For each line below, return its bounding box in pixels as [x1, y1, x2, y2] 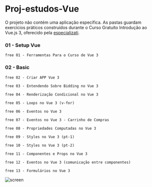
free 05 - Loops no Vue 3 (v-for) [5, 100, 75, 105]
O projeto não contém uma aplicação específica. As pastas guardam [5, 19, 142, 25]
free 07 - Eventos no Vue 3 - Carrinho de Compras [5, 117, 109, 122]
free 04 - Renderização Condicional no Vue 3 [5, 92, 98, 97]
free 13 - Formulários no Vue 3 [5, 168, 70, 173]
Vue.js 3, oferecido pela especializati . [5, 30, 80, 35]
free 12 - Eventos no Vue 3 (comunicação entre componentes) [5, 160, 131, 165]
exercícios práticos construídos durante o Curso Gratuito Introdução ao [5, 24, 147, 30]
